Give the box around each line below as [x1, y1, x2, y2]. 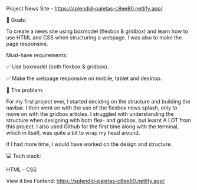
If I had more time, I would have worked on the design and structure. [6, 141, 172, 148]
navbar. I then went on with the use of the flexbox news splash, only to [6, 104, 178, 111]
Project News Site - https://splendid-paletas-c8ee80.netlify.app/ [6, 5, 163, 12]
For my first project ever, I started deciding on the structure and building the [6, 98, 191, 105]
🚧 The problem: [6, 86, 44, 94]
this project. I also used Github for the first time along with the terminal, [6, 123, 179, 130]
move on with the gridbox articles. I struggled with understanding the [6, 111, 174, 117]
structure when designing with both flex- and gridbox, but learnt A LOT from [6, 117, 192, 124]
